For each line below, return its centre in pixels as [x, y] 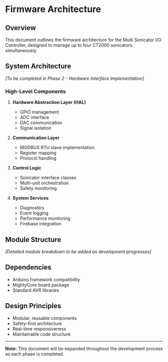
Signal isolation [35, 128]
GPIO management [39, 112]
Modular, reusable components [44, 318]
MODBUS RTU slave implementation [57, 148]
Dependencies [28, 267]
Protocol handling [38, 158]
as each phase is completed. [35, 354]
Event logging [34, 213]
